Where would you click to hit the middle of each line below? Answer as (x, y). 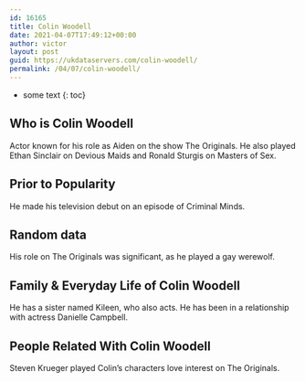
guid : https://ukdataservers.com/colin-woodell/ (104, 60)
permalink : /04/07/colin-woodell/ (75, 69)
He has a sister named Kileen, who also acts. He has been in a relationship (149, 308)
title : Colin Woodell (51, 27)
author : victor (38, 43)
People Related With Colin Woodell (110, 346)
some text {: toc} (54, 95)
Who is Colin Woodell (72, 124)
